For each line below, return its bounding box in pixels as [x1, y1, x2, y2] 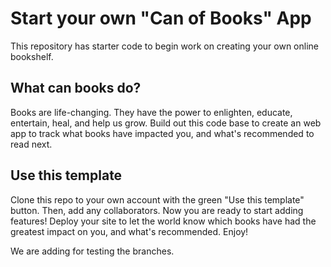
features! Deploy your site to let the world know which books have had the [10, 215, 317, 227]
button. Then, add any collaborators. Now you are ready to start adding [10, 204, 304, 216]
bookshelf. [10, 50, 54, 62]
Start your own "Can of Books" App [10, 7, 312, 30]
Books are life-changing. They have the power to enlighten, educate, [10, 106, 293, 118]
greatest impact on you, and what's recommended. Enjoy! [10, 225, 249, 237]
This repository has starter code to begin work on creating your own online [10, 40, 319, 52]
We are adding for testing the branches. [10, 245, 175, 257]
